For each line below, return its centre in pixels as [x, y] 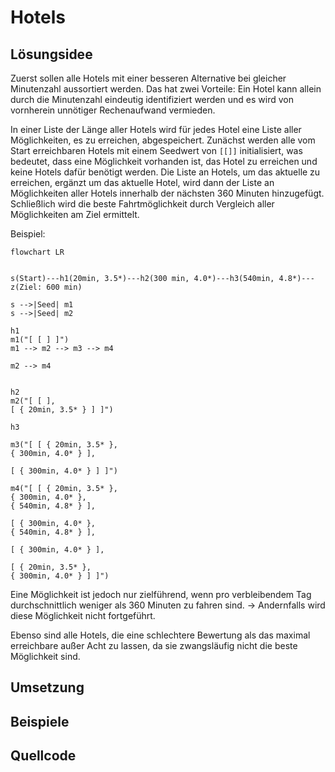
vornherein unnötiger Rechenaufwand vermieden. [113, 110]
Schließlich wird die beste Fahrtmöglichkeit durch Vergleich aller [142, 204]
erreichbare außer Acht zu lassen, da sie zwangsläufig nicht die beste [154, 645]
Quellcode [43, 756]
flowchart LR [37, 252]
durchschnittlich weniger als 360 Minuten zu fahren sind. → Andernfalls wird [168, 605]
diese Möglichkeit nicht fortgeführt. [83, 615]
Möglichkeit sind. [45, 656]
